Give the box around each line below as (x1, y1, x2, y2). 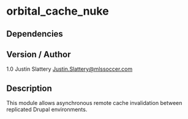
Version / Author (6, 49, 71, 59)
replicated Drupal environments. (6, 106, 88, 114)
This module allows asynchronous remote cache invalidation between (6, 99, 182, 107)
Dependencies (6, 29, 63, 39)
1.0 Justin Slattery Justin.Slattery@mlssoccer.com (6, 65, 133, 73)
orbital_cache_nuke (6, 4, 109, 18)
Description (6, 83, 52, 93)
